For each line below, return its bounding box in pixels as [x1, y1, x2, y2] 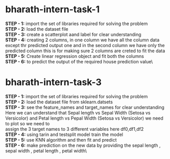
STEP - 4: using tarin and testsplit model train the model [5, 131, 124, 138]
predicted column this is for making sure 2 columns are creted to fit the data [5, 48, 165, 54]
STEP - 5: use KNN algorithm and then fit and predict [5, 137, 117, 143]
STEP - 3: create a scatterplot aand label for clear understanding [5, 31, 141, 37]
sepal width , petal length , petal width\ [5, 147, 87, 154]
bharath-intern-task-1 [5, 4, 100, 15]
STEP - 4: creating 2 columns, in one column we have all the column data [5, 37, 160, 43]
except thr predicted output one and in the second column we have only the [5, 42, 165, 48]
